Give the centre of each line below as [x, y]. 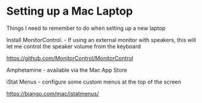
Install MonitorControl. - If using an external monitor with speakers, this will [101, 40]
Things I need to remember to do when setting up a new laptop [86, 28]
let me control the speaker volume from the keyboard [74, 46]
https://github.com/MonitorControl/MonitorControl [70, 58]
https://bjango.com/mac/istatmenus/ [53, 93]
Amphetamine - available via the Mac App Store [67, 70]
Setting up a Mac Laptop [70, 11]
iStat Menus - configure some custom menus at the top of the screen [94, 82]
